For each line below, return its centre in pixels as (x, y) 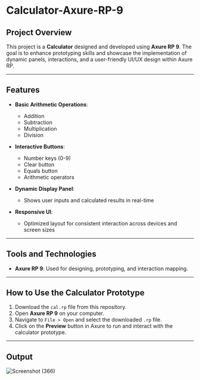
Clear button (39, 164)
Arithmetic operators (49, 177)
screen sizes (39, 230)
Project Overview (39, 33)
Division (33, 135)
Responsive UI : (34, 212)
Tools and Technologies (51, 254)
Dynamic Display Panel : (45, 189)
